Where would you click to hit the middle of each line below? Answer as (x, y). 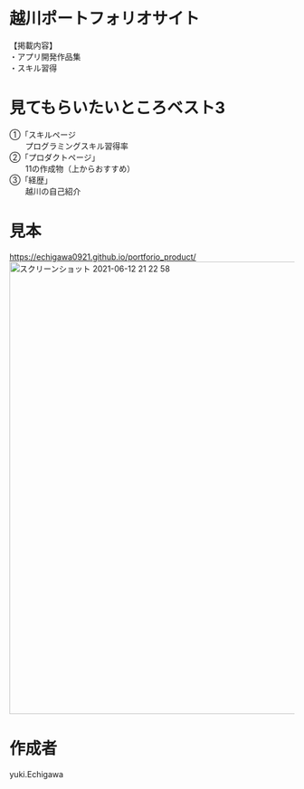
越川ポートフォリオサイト (105, 19)
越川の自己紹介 (53, 191)
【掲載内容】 (33, 45)
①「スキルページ (43, 134)
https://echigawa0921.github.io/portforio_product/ (103, 257)
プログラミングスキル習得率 (76, 146)
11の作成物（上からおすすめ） (80, 168)
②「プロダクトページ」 (55, 157)
